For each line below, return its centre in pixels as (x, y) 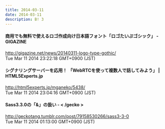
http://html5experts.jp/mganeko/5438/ (45, 87)
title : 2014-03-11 (24, 10)
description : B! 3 (24, 19)
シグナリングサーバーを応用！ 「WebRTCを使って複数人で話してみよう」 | (83, 71)
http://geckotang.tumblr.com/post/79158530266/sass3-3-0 (67, 116)
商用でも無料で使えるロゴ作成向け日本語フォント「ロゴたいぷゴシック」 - (82, 36)
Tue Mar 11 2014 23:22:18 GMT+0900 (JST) (50, 58)
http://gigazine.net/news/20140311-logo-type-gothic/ (61, 53)
